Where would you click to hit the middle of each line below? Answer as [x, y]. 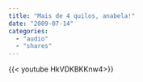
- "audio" [32, 39]
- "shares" [34, 46]
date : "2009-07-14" [41, 24]
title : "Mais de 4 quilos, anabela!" [72, 16]
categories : [28, 31]
